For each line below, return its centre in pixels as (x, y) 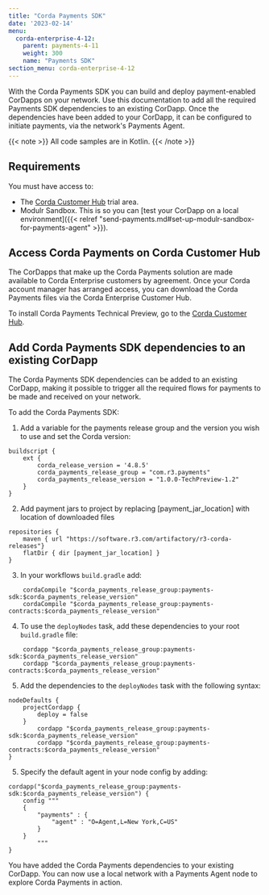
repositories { (34, 532)
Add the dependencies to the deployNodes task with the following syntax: (141, 686)
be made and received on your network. (75, 397)
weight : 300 (43, 53)
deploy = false (63, 715)
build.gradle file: (49, 635)
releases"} (27, 546)
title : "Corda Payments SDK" (57, 16)
